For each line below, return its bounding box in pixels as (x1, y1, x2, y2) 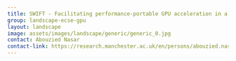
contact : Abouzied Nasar (7, 36, 80, 43)
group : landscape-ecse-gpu (7, 17, 86, 24)
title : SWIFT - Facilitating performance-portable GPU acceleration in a (7, 10, 228, 18)
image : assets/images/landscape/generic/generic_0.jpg (7, 29, 171, 37)
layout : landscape (7, 23, 61, 30)
